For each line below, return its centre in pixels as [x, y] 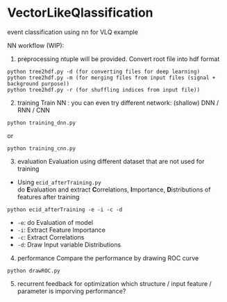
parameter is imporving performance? [72, 291]
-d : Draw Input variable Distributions [69, 244]
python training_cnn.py [42, 148]
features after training [48, 196]
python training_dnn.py [42, 123]
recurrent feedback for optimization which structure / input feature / [114, 283]
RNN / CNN [34, 110]
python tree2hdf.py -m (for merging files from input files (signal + [111, 78]
